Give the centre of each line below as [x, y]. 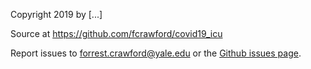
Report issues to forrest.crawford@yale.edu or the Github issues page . [156, 53]
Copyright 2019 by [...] [56, 14]
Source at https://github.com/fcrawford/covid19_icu [116, 33]
